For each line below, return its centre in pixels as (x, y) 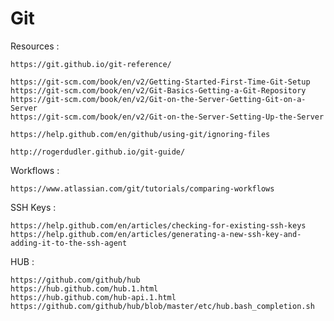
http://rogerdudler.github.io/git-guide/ (98, 152)
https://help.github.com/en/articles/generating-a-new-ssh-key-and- (156, 234)
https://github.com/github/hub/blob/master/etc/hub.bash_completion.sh (162, 306)
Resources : (35, 46)
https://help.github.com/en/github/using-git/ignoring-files (140, 134)
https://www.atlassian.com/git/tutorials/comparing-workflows (142, 188)
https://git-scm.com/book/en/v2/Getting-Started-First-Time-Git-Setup (160, 82)
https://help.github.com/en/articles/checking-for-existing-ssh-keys (158, 225)
